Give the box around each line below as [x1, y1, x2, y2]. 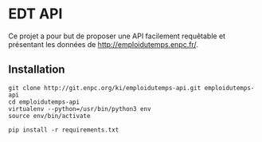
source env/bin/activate [8, 112, 91, 120]
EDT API [8, 5, 63, 23]
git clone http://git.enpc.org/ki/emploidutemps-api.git [8, 84, 201, 92]
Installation [8, 63, 65, 77]
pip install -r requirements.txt [8, 125, 119, 134]
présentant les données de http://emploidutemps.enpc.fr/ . [8, 39, 199, 49]
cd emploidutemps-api [8, 97, 80, 106]
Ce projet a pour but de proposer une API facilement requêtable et [8, 31, 225, 41]
